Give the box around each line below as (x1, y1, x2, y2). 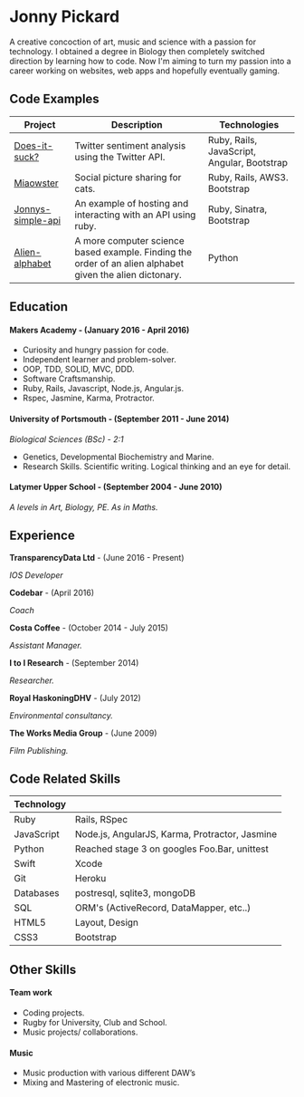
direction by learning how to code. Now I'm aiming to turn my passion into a (9, 55, 291, 66)
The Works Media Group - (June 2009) (9, 727, 157, 738)
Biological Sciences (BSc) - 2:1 (9, 433, 124, 445)
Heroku (75, 872, 107, 885)
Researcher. (9, 675, 54, 686)
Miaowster (14, 177, 59, 189)
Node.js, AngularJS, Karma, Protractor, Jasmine (75, 828, 278, 841)
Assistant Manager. (9, 640, 83, 650)
